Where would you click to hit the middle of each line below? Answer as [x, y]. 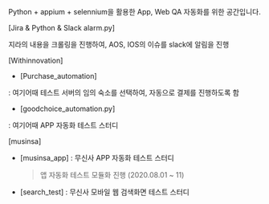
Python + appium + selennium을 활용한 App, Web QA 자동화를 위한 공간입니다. [134, 12]
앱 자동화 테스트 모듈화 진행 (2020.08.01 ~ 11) [112, 175]
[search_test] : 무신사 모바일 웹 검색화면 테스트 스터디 [105, 192]
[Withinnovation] [36, 60]
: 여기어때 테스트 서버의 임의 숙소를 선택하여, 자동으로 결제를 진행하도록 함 [124, 92]
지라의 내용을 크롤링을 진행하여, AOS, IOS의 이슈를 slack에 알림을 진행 [119, 44]
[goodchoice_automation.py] [67, 108]
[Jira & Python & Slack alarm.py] [61, 28]
